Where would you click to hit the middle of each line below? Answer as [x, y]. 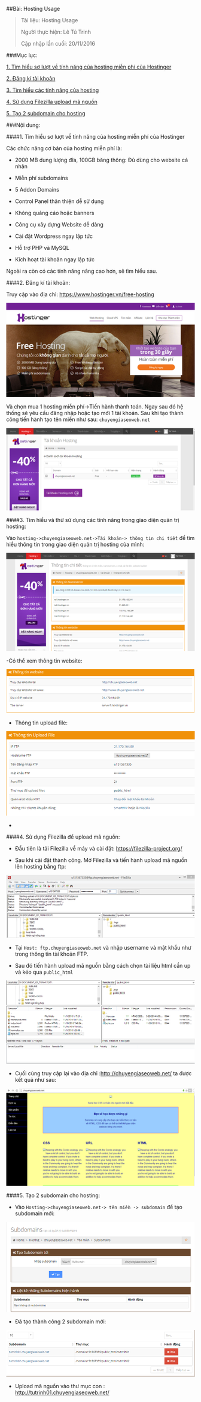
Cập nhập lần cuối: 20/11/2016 [58, 44]
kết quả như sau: [36, 1080]
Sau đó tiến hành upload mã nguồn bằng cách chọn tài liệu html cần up [103, 966]
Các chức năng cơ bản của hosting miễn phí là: [64, 148]
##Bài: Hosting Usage [33, 9]
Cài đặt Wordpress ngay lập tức [54, 236]
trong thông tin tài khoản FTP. [51, 954]
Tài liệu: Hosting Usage [49, 20]
